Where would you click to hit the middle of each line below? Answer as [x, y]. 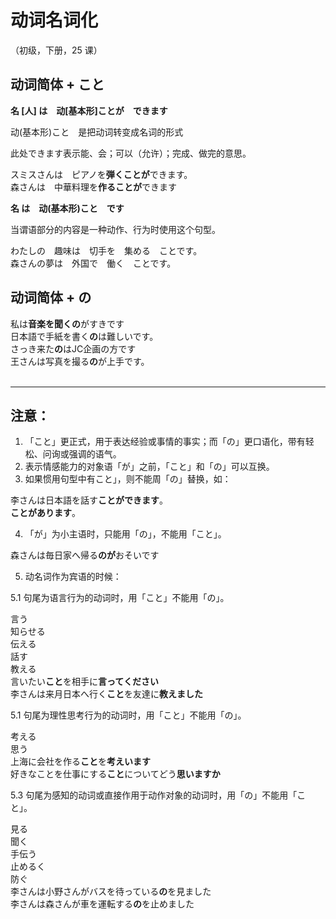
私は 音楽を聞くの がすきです [67, 323]
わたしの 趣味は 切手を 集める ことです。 [106, 250]
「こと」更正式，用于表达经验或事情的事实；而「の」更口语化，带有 [165, 442]
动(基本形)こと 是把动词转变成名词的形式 [97, 132]
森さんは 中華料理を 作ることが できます [93, 187]
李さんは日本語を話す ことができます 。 [89, 500]
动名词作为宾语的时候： [73, 577]
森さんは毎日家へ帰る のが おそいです [85, 555]
